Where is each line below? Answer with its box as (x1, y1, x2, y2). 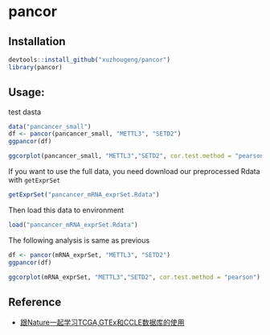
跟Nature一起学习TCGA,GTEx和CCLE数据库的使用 (19, 317, 185, 328)
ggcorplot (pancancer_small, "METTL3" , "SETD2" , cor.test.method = (8, 152, 231, 160)
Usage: (8, 85, 46, 99)
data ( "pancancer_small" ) (8, 122, 92, 130)
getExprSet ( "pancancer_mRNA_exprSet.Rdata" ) (8, 191, 160, 199)
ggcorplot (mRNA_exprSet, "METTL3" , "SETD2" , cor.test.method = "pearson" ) (8, 273, 261, 281)
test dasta (8, 107, 42, 117)
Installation (8, 35, 66, 48)
